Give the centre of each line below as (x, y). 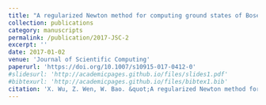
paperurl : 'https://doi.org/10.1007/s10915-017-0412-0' (102, 67)
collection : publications (51, 23)
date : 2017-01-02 (37, 52)
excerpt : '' (28, 45)
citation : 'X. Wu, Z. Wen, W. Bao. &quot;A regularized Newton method (127, 89)
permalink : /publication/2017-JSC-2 (68, 37)
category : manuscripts (46, 30)
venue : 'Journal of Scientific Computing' (79, 60)
